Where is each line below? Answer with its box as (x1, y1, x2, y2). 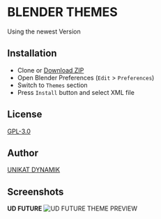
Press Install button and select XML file (17, 88, 135, 96)
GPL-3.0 (7, 127, 31, 135)
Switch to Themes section (17, 81, 89, 89)
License (7, 109, 43, 121)
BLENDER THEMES (7, 4, 118, 20)
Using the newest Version (7, 27, 82, 36)
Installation (7, 47, 57, 59)
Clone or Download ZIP (17, 66, 84, 74)
